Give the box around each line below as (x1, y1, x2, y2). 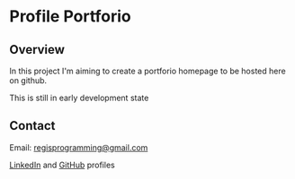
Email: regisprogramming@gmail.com (9, 141, 148, 153)
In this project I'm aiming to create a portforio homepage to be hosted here (9, 65, 286, 76)
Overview (9, 42, 66, 57)
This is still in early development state (9, 92, 149, 103)
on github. (9, 75, 48, 86)
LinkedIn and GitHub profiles (9, 159, 115, 170)
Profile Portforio (9, 6, 132, 27)
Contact (9, 118, 56, 133)
